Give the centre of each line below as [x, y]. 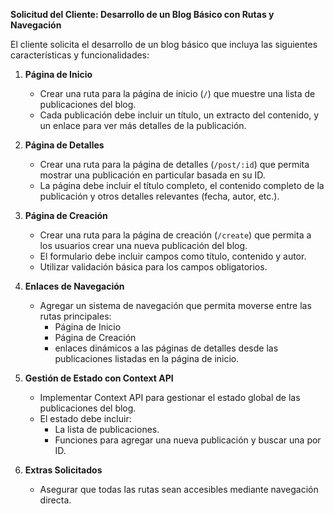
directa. [55, 500]
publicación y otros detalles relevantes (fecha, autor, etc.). [159, 196]
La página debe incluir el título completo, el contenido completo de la [182, 185]
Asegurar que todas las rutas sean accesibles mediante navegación [179, 489]
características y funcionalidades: [80, 55]
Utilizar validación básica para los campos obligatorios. [153, 267]
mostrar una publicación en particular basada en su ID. [152, 175]
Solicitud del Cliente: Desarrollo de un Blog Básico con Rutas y [142, 14]
